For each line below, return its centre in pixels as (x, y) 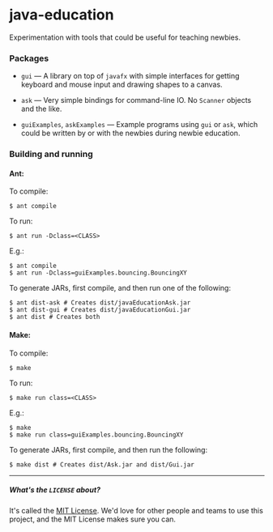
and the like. (41, 109)
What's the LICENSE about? (55, 490)
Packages (29, 58)
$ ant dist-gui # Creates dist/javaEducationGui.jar (100, 310)
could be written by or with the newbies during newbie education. (130, 133)
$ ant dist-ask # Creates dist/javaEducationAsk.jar (100, 303)
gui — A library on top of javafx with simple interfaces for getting (130, 76)
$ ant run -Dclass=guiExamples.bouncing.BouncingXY (98, 273)
